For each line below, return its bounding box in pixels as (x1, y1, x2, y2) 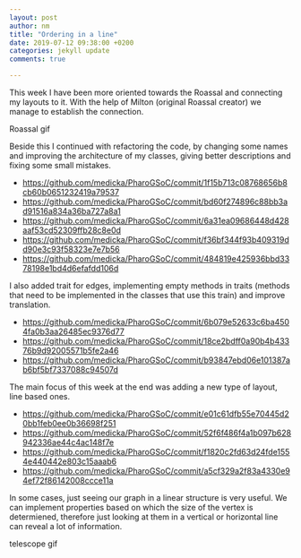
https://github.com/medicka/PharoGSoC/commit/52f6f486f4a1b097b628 (21, 427, 292, 438)
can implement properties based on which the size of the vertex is (9, 502, 254, 512)
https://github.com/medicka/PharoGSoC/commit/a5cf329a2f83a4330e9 (21, 466, 291, 476)
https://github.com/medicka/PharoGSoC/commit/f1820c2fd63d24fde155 (21, 447, 290, 457)
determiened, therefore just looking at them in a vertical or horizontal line (9, 511, 279, 522)
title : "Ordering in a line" (9, 30, 118, 39)
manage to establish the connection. (9, 107, 144, 116)
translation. (9, 299, 51, 310)
